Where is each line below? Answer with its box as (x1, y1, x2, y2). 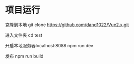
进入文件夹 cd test (5, 32, 43, 38)
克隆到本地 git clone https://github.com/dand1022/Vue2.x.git (5, 22, 129, 28)
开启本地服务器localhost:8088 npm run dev (5, 42, 93, 48)
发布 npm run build (5, 53, 44, 59)
